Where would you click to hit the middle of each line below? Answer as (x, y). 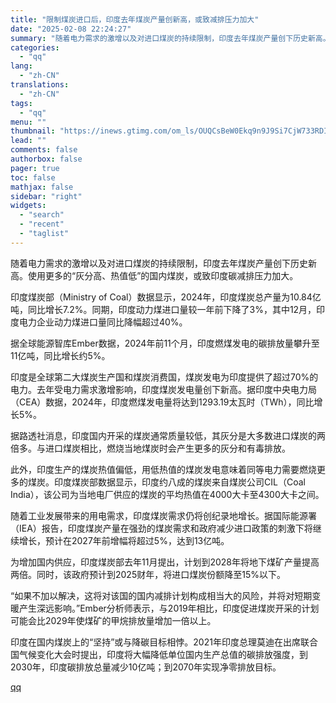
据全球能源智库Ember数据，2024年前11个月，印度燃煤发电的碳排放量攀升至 (165, 343)
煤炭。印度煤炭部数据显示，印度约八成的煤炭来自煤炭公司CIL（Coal (166, 482)
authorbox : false (46, 159)
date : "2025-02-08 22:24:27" (71, 29)
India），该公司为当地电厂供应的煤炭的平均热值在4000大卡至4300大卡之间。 (167, 494)
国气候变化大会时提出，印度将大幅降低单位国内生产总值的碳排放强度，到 (159, 654)
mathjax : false (42, 187)
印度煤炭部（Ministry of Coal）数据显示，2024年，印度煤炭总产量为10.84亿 (166, 297)
